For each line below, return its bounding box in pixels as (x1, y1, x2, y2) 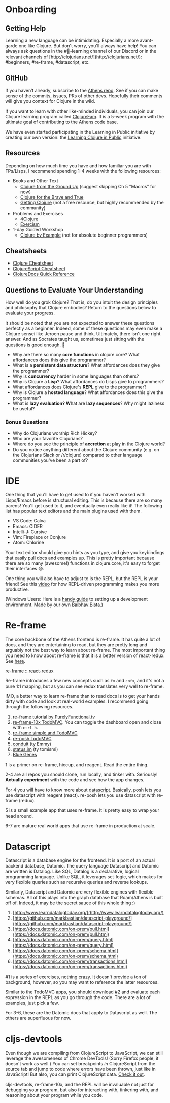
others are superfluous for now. (5, 1015, 71, 1021)
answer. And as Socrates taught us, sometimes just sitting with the (5, 336, 145, 343)
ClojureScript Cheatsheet (12, 266, 66, 272)
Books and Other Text (12, 177, 58, 184)
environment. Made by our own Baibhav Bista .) (5, 601, 103, 608)
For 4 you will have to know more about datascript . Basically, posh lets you (5, 786, 161, 793)
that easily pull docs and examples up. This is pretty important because (5, 555, 155, 561)
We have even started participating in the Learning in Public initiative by (5, 128, 155, 135)
